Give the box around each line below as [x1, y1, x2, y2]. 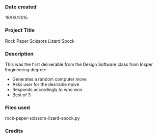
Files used [5, 104, 30, 111]
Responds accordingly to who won [12, 86, 82, 92]
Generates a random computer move [12, 76, 87, 82]
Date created [5, 3, 37, 10]
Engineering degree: [5, 66, 47, 72]
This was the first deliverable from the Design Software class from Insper [5, 61, 153, 67]
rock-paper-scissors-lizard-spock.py [5, 115, 80, 121]
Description [5, 50, 34, 57]
